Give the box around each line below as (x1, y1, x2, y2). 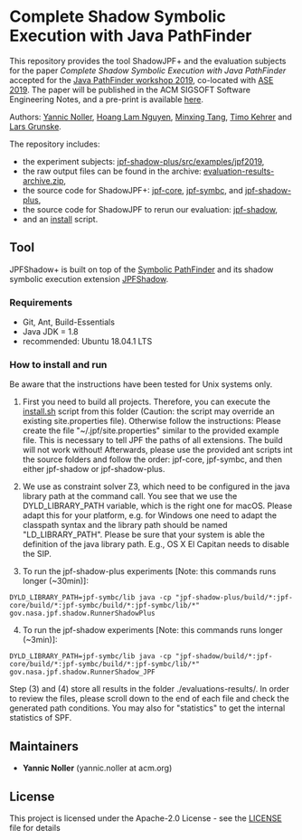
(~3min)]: (22, 635, 58, 646)
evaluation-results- (203, 165, 275, 176)
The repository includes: (9, 138, 100, 149)
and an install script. (22, 213, 99, 224)
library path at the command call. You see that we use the (22, 491, 238, 502)
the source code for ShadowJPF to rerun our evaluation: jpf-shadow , (22, 203, 278, 214)
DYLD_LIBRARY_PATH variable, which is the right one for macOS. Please (22, 500, 293, 512)
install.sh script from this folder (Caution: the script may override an (22, 406, 275, 417)
